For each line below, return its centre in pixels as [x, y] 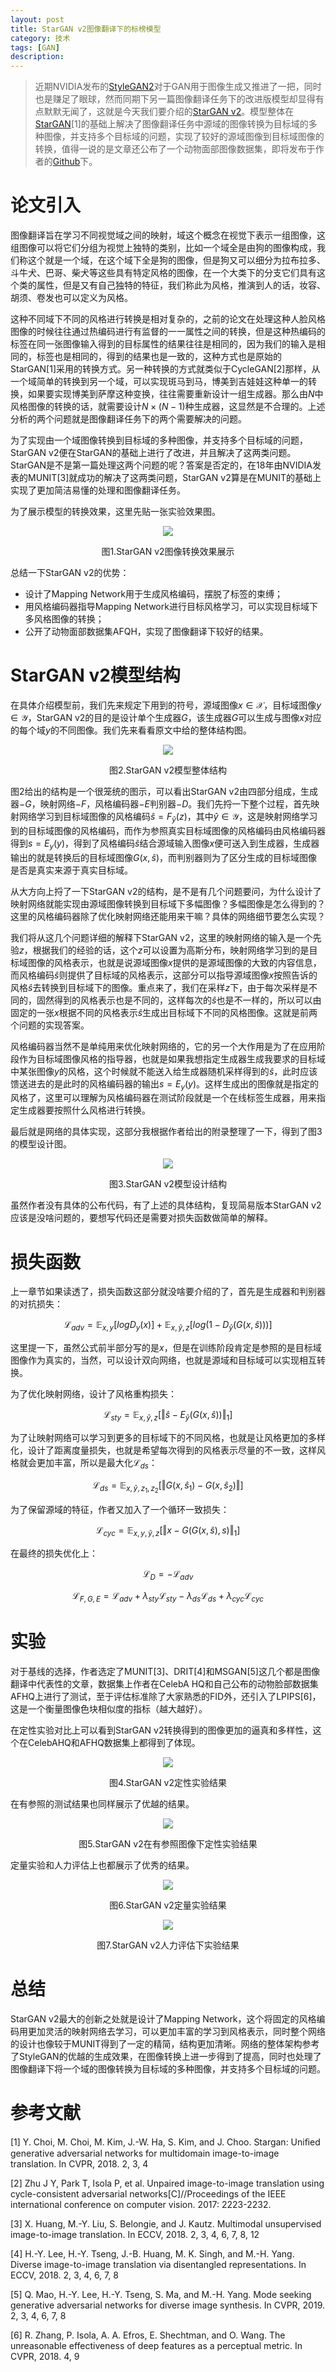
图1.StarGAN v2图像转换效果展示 [168, 552]
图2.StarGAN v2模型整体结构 [167, 770]
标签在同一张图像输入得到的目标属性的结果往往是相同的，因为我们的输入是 [163, 344]
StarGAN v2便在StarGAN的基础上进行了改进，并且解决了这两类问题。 [153, 453]
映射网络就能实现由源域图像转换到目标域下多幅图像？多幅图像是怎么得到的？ [168, 903]
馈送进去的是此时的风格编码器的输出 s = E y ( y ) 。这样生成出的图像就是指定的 [165, 1084]
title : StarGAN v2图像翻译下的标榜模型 [86, 29]
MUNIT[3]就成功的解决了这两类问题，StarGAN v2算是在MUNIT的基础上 [174, 478]
